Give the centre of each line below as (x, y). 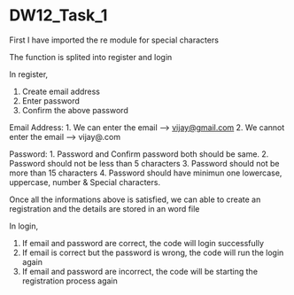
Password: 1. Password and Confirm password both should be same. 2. (139, 154)
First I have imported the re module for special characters (114, 40)
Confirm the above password (75, 110)
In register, (29, 74)
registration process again (70, 281)
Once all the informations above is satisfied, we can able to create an (135, 199)
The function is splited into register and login (91, 57)
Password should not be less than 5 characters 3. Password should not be (144, 163)
